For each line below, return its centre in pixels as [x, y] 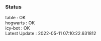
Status [13, 7]
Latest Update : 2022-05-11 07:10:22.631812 [51, 34]
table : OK [16, 18]
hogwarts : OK [20, 23]
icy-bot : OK [18, 28]
